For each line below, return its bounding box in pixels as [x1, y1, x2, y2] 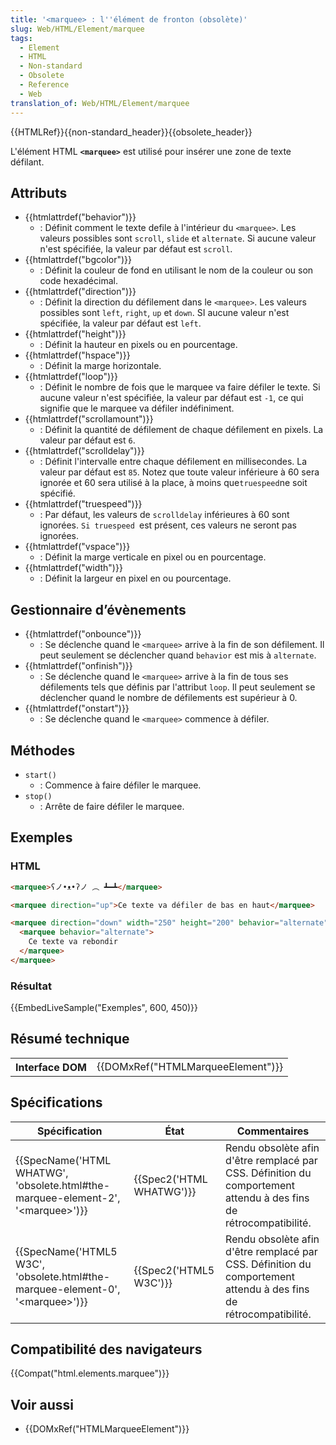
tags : [10, 33, 33, 43]
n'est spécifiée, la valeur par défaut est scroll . [39, 243, 233, 255]
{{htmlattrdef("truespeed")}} [24, 498, 143, 510]
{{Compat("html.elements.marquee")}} [10, 1367, 170, 1380]
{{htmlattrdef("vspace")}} [24, 541, 131, 553]
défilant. [10, 156, 45, 168]
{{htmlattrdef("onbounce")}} [24, 628, 142, 640]
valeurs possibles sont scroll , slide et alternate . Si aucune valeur [39, 232, 317, 245]
